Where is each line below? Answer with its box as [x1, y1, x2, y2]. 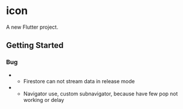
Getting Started [6, 40, 64, 50]
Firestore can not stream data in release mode [23, 77, 135, 84]
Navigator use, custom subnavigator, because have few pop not [23, 90, 178, 97]
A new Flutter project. [6, 23, 59, 30]
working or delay [23, 96, 65, 103]
